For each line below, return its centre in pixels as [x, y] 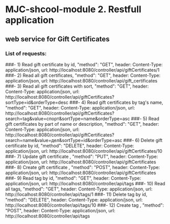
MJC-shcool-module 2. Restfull [73, 9]
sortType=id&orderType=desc [37, 102]
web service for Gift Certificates [57, 39]
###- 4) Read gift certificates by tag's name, [116, 102]
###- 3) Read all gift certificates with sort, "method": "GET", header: [77, 86]
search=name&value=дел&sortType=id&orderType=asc [64, 140]
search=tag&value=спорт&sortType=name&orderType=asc [68, 119]
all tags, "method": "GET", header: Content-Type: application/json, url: [79, 189]
